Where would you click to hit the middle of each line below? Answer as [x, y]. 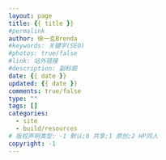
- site [27, 121]
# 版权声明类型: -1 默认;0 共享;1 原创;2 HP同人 [83, 136]
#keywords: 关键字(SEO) [47, 46]
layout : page [30, 16]
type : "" [23, 99]
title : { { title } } [41, 23]
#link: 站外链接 [33, 61]
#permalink [27, 31]
